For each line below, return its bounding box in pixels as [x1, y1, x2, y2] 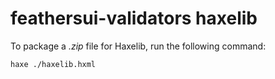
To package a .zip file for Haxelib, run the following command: [10, 40, 267, 52]
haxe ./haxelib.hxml [10, 59, 97, 69]
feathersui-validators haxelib [10, 7, 258, 30]
